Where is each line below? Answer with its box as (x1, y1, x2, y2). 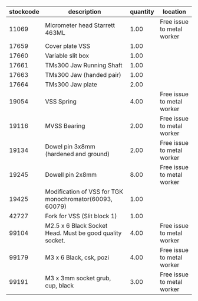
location (163, 8, 187, 15)
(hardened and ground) (45, 150, 110, 158)
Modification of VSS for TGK (45, 187, 124, 196)
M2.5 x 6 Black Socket (45, 222, 108, 229)
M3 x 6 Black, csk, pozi (45, 254, 110, 261)
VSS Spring (45, 98, 77, 105)
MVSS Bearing (45, 122, 85, 130)
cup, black (45, 281, 74, 289)
